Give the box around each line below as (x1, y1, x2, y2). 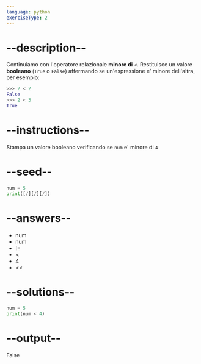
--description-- (6, 41, 87, 55)
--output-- (6, 332, 61, 345)
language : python (6, 9, 51, 15)
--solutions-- (6, 285, 75, 299)
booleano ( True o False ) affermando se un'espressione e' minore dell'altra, (6, 68, 196, 75)
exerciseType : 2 (6, 15, 48, 21)
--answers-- (6, 211, 71, 225)
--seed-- (6, 165, 53, 179)
